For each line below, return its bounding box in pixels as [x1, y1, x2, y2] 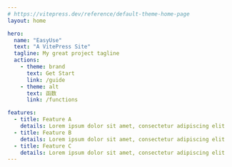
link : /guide [26, 76, 66, 83]
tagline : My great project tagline [14, 50, 120, 57]
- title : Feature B [14, 129, 72, 136]
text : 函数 [26, 90, 57, 97]
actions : [14, 56, 40, 64]
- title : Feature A [14, 116, 72, 123]
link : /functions [26, 96, 79, 103]
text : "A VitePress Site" [14, 44, 91, 51]
